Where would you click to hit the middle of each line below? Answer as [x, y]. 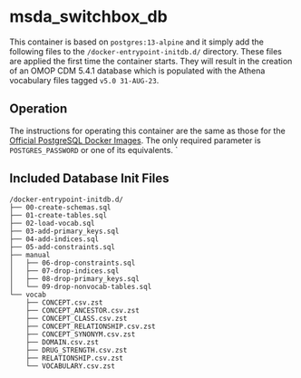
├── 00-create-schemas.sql [60, 207]
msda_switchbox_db [88, 17]
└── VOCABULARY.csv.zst [71, 366]
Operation [39, 109]
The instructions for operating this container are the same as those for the [147, 131]
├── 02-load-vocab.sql [52, 223]
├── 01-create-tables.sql [58, 215]
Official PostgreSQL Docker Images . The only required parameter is [135, 140]
